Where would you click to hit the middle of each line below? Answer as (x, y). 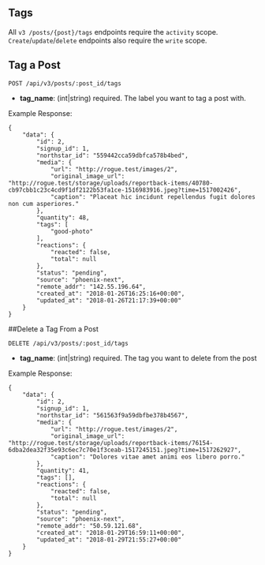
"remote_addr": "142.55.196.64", (91, 286)
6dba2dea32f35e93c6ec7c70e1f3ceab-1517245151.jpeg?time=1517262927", (125, 450)
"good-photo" (71, 231)
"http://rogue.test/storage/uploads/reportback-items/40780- (111, 183)
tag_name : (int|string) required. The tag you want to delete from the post (138, 357)
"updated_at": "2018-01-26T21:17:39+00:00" (109, 300)
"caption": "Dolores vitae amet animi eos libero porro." (147, 457)
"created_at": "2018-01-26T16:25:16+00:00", (111, 294)
